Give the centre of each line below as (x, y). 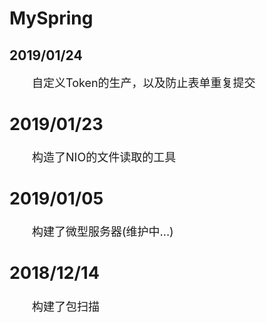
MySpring (51, 18)
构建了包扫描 (66, 306)
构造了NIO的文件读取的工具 (104, 157)
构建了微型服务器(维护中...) (103, 232)
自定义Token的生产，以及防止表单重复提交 (144, 83)
